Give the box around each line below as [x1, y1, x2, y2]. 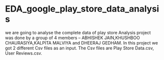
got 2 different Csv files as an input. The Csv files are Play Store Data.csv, [5, 45, 154, 51]
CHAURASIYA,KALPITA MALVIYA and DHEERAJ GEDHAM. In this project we [5, 40, 158, 45]
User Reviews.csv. [5, 50, 43, 56]
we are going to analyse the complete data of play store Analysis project [5, 30, 151, 35]
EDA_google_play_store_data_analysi [5, 3, 159, 15]
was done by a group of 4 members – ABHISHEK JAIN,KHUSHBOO [5, 35, 141, 41]
